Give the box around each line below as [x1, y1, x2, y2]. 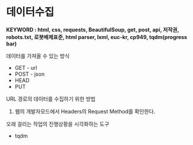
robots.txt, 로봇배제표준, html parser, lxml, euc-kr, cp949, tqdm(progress [6, 33, 188, 40]
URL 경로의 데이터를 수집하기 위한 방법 [6, 95, 96, 102]
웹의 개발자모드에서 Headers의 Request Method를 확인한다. [14, 108, 156, 115]
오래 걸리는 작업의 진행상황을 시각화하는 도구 [6, 120, 110, 127]
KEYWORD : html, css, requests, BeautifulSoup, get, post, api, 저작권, [6, 26, 179, 33]
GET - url [14, 64, 37, 71]
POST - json [14, 70, 45, 78]
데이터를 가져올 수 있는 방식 [6, 52, 70, 59]
